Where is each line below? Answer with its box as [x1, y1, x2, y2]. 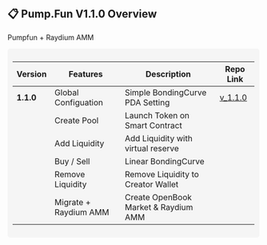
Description [145, 68, 191, 79]
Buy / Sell [54, 156, 90, 167]
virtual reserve [124, 143, 179, 154]
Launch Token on [124, 109, 189, 121]
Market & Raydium [124, 201, 193, 212]
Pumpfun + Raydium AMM [7, 32, 94, 42]
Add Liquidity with [124, 132, 193, 144]
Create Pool [54, 115, 99, 126]
